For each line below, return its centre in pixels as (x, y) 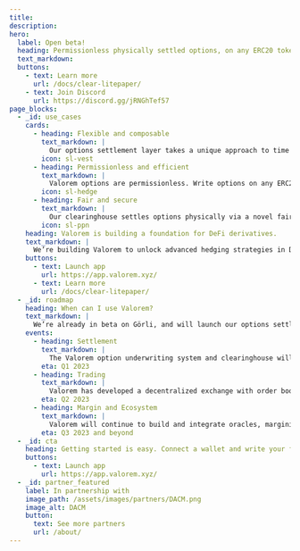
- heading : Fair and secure (85, 200)
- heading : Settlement (75, 341)
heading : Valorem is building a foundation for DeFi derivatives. (151, 233)
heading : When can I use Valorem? (89, 308)
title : (21, 17)
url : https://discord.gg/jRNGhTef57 (101, 100)
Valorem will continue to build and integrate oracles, (155, 424)
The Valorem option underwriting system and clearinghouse (161, 358)
